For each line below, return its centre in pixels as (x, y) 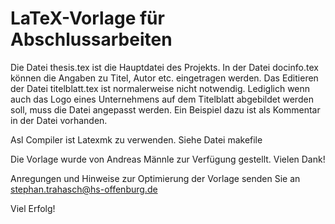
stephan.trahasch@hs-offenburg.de (84, 189)
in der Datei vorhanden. (59, 120)
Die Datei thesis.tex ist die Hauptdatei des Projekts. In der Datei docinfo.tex (164, 67)
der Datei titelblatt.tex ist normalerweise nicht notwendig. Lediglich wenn (160, 88)
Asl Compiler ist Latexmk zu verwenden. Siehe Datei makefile (136, 139)
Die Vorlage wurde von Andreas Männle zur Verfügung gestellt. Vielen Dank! (168, 159)
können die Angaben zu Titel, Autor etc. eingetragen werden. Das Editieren (164, 78)
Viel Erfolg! (33, 208)
